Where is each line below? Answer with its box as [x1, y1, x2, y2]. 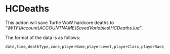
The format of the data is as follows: [5, 34, 80, 40]
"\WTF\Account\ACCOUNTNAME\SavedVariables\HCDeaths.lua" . [5, 24, 143, 30]
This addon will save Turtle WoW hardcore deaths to [5, 19, 114, 25]
